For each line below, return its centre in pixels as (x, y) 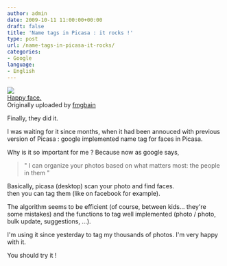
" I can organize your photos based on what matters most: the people (122, 165)
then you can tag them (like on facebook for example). (84, 193)
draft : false (26, 26)
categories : (24, 52)
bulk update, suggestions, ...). (49, 221)
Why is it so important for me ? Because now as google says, (93, 152)
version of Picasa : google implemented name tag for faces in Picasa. (105, 139)
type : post (23, 39)
